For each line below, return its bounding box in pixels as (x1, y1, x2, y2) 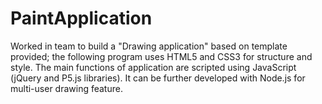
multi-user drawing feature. (10, 82, 123, 94)
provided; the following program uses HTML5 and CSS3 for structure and (10, 50, 313, 62)
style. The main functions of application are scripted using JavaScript (10, 61, 297, 73)
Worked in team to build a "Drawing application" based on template (10, 40, 288, 52)
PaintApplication (10, 7, 153, 30)
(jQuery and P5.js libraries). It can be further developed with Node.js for (10, 72, 306, 84)
